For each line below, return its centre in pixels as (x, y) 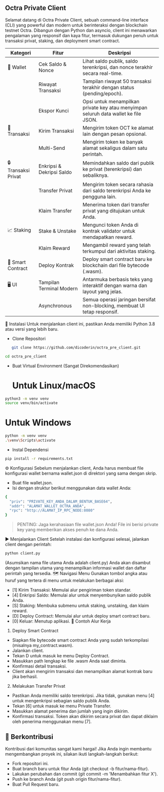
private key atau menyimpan (115, 107)
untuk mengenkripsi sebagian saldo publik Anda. (61, 701)
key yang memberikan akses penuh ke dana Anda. (68, 530)
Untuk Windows (38, 423)
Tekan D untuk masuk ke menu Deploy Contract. (61, 656)
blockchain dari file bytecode (116, 265)
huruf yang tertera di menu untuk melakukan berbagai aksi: (65, 580)
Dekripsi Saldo (55, 172)
